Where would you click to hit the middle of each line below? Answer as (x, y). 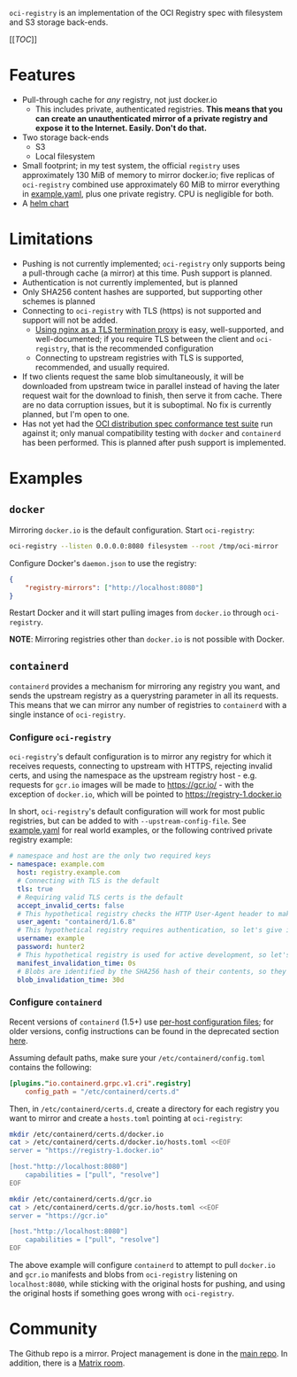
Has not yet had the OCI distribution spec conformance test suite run (148, 424)
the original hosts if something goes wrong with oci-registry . (122, 1294)
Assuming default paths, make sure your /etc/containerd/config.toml (137, 1057)
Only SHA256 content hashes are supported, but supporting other (142, 292)
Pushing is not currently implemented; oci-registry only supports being (153, 263)
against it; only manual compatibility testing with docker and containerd (151, 432)
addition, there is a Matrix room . (67, 1363)
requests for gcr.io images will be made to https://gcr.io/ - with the (132, 785)
